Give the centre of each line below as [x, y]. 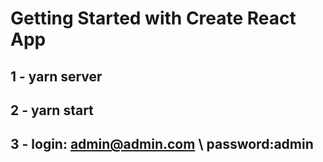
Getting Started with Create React [153, 18]
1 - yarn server [56, 76]
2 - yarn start [52, 110]
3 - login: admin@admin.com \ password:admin [162, 144]
